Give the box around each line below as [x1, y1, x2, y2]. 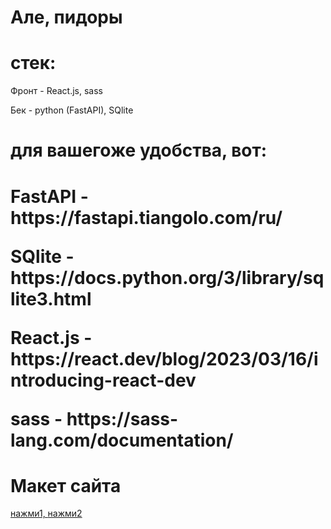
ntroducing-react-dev [10, 369, 197, 391]
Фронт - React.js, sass [10, 85, 103, 97]
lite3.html [10, 287, 92, 310]
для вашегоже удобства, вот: [10, 139, 268, 162]
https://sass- [66, 407, 179, 430]
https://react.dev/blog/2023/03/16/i [10, 347, 319, 370]
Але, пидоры [10, 6, 123, 29]
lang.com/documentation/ [10, 429, 234, 451]
